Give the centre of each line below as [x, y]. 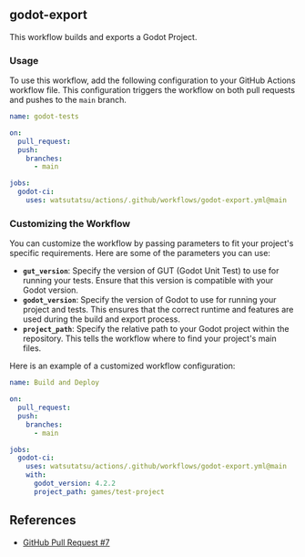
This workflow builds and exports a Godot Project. [103, 36]
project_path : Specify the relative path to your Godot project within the [156, 329]
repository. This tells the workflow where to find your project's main [149, 339]
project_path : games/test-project [99, 491]
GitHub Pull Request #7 [66, 542]
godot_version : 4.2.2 [75, 484]
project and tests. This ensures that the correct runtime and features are [158, 310]
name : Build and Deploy [55, 383]
